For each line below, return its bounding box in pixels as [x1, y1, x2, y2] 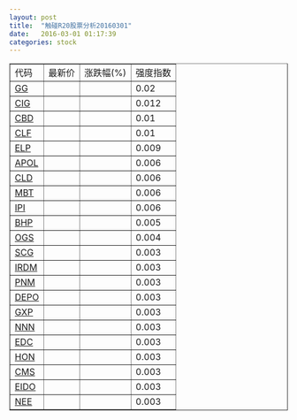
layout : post [9, 12, 57, 22]
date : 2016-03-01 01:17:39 [9, 29, 117, 38]
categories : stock [9, 37, 77, 47]
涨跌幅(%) [83, 67, 126, 80]
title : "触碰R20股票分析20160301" [9, 21, 133, 30]
